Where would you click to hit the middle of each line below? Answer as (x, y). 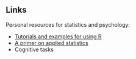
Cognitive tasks (34, 49)
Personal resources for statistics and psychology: (68, 24)
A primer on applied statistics (52, 43)
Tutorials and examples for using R (58, 36)
